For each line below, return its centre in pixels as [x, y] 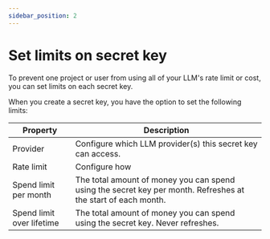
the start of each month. [121, 200]
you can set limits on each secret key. [71, 86]
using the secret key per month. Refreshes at [160, 189]
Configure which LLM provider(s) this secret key [166, 144]
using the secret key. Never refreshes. [147, 223]
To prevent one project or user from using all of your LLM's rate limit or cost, [135, 78]
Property [40, 130]
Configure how [103, 167]
